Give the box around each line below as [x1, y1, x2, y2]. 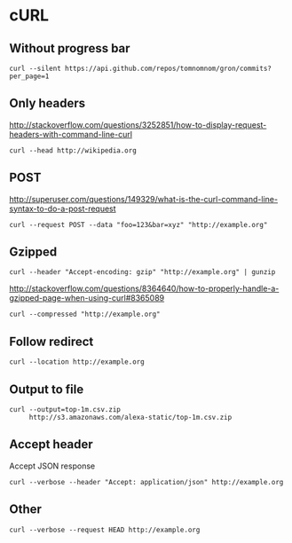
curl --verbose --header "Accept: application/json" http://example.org [9, 477, 284, 486]
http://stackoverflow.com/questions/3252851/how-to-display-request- [9, 119, 267, 130]
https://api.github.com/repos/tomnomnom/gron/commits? [65, 64, 272, 73]
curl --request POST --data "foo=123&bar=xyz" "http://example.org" [9, 220, 268, 229]
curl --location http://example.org [9, 358, 145, 366]
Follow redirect [9, 334, 94, 349]
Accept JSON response [9, 460, 96, 471]
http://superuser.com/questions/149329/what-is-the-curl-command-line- [9, 193, 278, 204]
